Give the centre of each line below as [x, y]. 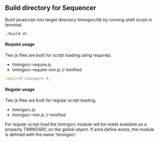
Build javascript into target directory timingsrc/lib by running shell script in [79, 19]
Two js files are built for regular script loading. [51, 100]
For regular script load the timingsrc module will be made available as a [76, 124]
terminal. [14, 25]
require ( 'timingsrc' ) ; [28, 79]
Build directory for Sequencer [51, 8]
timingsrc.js [23, 110]
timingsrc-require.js [32, 64]
